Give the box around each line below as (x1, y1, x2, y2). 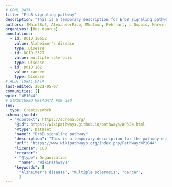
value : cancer (14, 70, 45, 75)
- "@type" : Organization (14, 155, 68, 160)
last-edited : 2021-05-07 (5, 84, 58, 89)
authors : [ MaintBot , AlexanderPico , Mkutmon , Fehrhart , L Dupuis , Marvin (5, 22, 166, 27)
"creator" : (14, 151, 38, 156)
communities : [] (5, 88, 40, 94)
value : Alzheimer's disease (14, 41, 74, 46)
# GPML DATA (5, 7, 31, 13)
